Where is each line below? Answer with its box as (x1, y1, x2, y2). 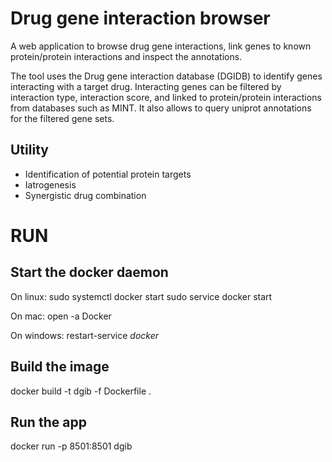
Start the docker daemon (10, 264, 169, 281)
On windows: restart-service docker (10, 329, 159, 341)
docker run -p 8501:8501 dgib (10, 440, 133, 452)
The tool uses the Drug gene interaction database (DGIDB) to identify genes (10, 70, 323, 82)
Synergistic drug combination (24, 189, 147, 201)
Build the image (10, 358, 110, 376)
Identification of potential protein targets (24, 168, 192, 180)
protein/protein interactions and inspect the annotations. (10, 50, 243, 62)
